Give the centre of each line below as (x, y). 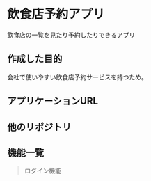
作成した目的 (35, 59)
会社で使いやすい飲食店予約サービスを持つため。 (77, 77)
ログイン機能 (42, 171)
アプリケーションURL (53, 101)
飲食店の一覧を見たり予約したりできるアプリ (71, 35)
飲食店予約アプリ (56, 14)
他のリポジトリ (39, 127)
